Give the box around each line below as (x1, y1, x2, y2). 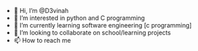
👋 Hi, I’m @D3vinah (13, 7, 69, 14)
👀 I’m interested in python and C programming (13, 14, 145, 22)
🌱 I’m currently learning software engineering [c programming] (13, 21, 192, 29)
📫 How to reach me (13, 37, 71, 44)
